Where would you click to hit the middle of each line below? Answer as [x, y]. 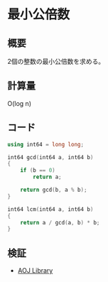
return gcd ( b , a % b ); [54, 190]
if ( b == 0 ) [38, 170]
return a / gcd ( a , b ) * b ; [60, 222]
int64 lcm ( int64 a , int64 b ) [50, 209]
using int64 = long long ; [45, 144]
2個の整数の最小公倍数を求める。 [56, 61]
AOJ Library [35, 271]
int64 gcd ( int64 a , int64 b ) [50, 157]
